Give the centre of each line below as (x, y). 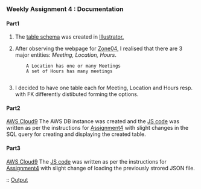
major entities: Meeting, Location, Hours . (65, 55)
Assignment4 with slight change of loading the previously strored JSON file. (101, 168)
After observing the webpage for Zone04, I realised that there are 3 (99, 49)
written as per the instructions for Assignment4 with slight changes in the (97, 128)
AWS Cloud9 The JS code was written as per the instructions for (87, 161)
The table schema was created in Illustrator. (69, 37)
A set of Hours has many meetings (69, 71)
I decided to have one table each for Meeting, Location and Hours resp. (104, 88)
